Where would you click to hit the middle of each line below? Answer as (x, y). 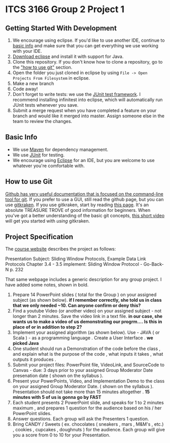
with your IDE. (27, 51)
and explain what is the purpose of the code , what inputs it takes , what (88, 354)
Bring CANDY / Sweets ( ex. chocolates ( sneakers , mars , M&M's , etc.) (88, 424)
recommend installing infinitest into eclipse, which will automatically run (88, 100)
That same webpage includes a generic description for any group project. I (83, 279)
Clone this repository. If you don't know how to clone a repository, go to (88, 62)
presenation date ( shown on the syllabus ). (58, 376)
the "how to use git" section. (42, 67)
